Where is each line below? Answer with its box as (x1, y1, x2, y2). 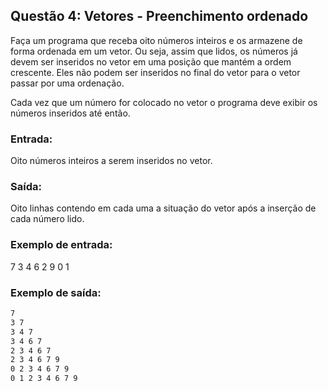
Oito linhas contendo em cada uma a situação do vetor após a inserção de (10, 202, 317, 214)
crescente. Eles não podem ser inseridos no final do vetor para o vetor (10, 66, 301, 78)
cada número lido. (10, 213, 85, 225)
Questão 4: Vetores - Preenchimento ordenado (10, 8, 309, 25)
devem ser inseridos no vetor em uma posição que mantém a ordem (10, 55, 292, 68)
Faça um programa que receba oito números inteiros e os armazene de (10, 34, 303, 46)
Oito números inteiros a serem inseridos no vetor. (10, 155, 213, 167)
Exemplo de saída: (10, 285, 102, 299)
